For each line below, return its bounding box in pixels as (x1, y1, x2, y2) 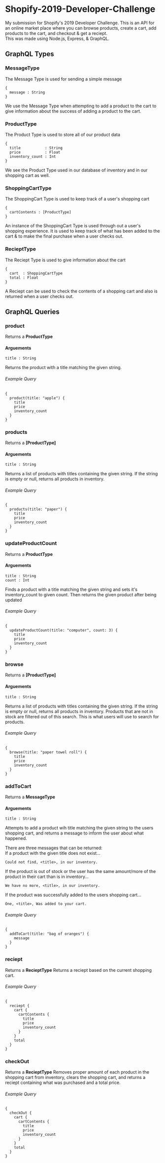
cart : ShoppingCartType (9, 271, 63, 276)
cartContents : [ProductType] (9, 210, 71, 215)
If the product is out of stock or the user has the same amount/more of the (5, 869, 156, 874)
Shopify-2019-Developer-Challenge (5, 3, 156, 15)
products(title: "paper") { (9, 507, 67, 512)
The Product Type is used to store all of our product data (5, 131, 121, 137)
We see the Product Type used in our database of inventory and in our (5, 167, 148, 173)
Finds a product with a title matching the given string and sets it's (5, 586, 138, 592)
